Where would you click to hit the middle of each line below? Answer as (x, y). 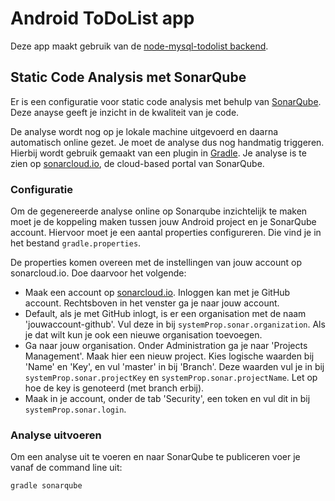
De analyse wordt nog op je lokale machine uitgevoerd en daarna (144, 131)
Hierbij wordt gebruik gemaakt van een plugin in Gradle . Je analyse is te (158, 153)
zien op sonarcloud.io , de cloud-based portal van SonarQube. (137, 163)
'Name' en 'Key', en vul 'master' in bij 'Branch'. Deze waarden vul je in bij (174, 367)
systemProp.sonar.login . (75, 409)
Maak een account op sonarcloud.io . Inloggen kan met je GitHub (157, 293)
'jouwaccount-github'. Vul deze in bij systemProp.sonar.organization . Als (175, 324)
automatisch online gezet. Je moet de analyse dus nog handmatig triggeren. (167, 142)
